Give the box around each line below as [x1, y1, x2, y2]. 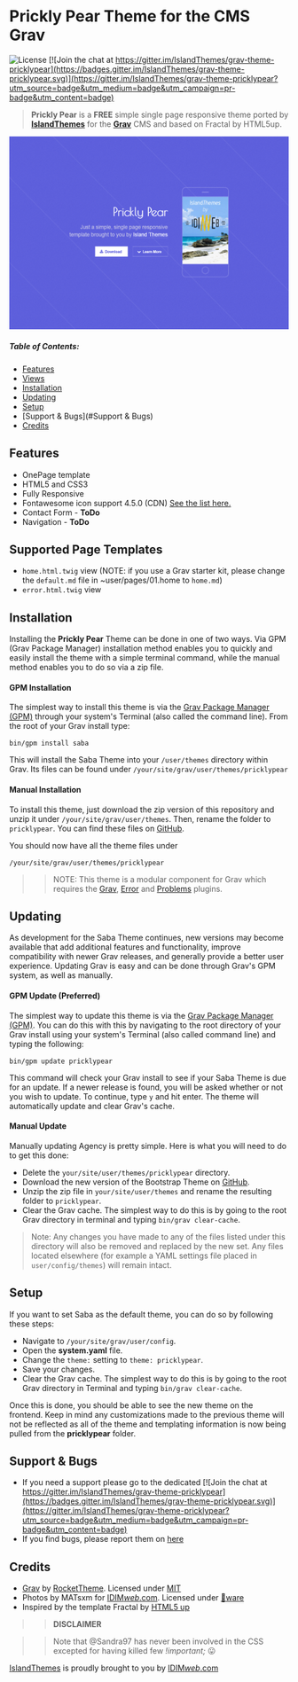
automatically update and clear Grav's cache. [9, 1100, 176, 1111]
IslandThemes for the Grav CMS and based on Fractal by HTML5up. [30, 118, 282, 129]
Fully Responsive [21, 488, 84, 498]
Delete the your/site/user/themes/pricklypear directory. [21, 1167, 231, 1177]
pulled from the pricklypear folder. [9, 1428, 136, 1438]
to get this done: [9, 1150, 69, 1161]
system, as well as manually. [9, 970, 114, 981]
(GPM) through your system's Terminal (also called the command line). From [9, 711, 288, 722]
